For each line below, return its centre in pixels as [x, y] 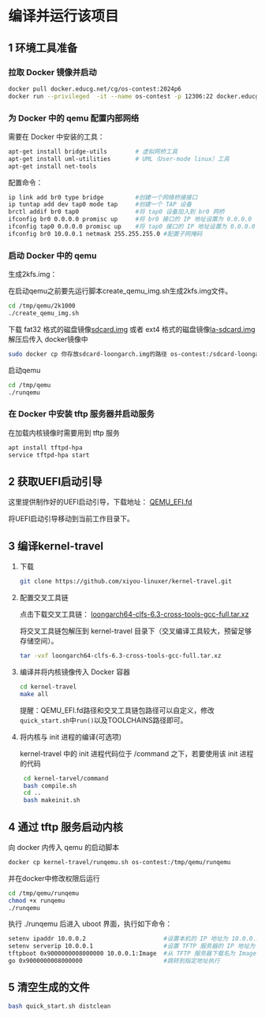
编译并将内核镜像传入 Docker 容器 [75, 672]
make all [34, 694]
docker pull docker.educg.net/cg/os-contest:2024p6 [95, 89]
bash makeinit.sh [52, 800]
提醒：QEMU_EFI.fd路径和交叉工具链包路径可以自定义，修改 [117, 710]
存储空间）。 [39, 641]
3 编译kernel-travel [56, 546]
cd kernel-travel [48, 687]
